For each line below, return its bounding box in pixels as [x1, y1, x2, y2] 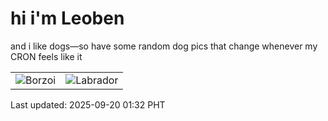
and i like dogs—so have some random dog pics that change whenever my [10, 40, 318, 52]
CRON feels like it [10, 50, 83, 62]
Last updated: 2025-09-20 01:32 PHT [10, 98, 166, 111]
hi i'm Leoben [10, 7, 125, 30]
